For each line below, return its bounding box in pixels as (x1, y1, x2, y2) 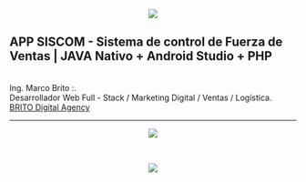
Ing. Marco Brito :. (9, 82, 77, 93)
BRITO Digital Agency (9, 101, 90, 113)
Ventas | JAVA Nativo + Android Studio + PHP (9, 48, 273, 64)
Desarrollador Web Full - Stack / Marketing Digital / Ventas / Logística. (9, 92, 272, 103)
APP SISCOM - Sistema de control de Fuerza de (9, 35, 283, 50)
